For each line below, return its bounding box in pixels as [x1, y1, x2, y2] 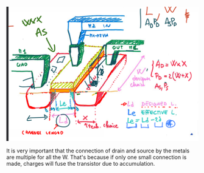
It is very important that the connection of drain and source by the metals [6, 147, 190, 154]
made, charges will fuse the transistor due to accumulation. [6, 160, 155, 167]
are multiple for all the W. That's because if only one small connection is [6, 153, 187, 161]
